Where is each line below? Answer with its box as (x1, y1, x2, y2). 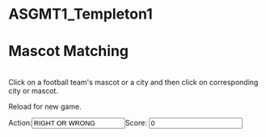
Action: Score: (8, 118, 147, 128)
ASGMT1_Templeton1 (8, 5, 154, 24)
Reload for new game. (8, 102, 82, 112)
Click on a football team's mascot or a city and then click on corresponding (8, 78, 259, 88)
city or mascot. (8, 86, 59, 96)
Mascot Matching (8, 42, 129, 61)
